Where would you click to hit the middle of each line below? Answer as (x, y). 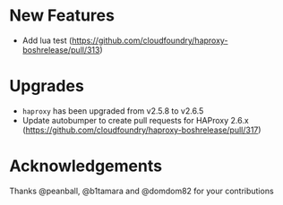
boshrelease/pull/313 (61, 49)
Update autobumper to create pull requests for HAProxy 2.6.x (135, 120)
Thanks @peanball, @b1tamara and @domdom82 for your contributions (142, 191)
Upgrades (47, 86)
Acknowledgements (86, 166)
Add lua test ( (47, 40)
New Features (62, 16)
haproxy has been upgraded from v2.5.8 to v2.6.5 (113, 111)
